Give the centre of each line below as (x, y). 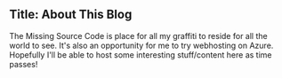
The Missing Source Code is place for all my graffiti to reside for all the (139, 35)
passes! (24, 64)
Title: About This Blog (71, 15)
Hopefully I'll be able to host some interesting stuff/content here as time (141, 55)
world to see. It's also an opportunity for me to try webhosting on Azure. (141, 45)
